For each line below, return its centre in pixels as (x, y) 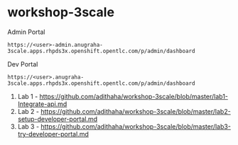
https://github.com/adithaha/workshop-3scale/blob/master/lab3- (136, 126)
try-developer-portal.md (53, 134)
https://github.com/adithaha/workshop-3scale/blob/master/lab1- (134, 96)
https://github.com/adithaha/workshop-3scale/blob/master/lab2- (135, 111)
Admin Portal (26, 32)
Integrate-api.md (42, 104)
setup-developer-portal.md (58, 119)
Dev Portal (23, 64)
